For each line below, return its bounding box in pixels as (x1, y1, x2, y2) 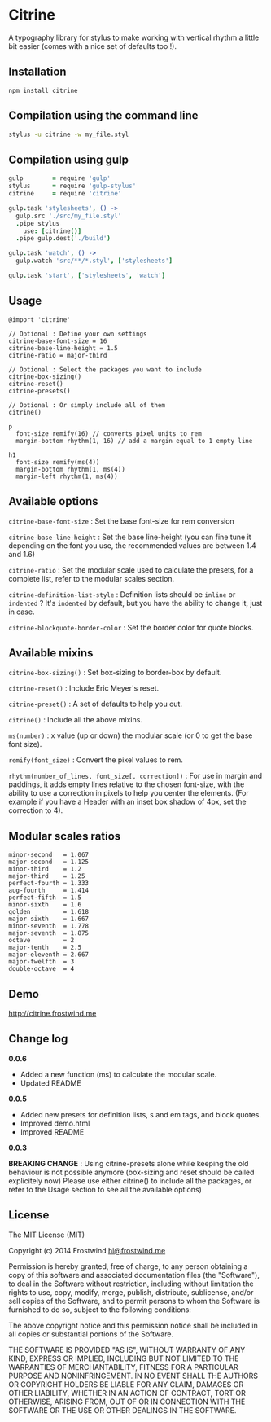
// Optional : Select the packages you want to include (8, 365, 202, 374)
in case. (8, 607, 35, 617)
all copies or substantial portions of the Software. (8, 1329, 173, 1339)
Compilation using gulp (8, 152, 129, 166)
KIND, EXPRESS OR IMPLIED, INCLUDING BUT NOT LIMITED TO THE (8, 1354, 239, 1363)
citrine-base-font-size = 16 (8, 336, 107, 345)
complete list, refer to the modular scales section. (8, 573, 175, 583)
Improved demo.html (20, 1118, 90, 1128)
